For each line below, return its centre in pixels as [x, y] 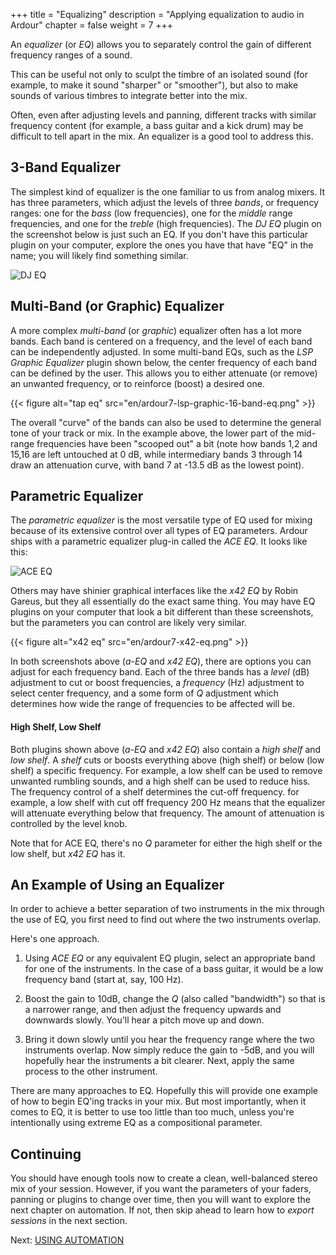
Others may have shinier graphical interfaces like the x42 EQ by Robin [154, 591]
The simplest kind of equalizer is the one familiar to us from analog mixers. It [168, 191]
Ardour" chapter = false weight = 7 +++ [92, 25]
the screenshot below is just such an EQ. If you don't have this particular [159, 234]
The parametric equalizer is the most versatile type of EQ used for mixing [161, 520]
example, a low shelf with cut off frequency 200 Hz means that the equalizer [168, 802]
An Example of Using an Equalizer [117, 885]
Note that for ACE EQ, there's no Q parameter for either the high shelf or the [166, 843]
